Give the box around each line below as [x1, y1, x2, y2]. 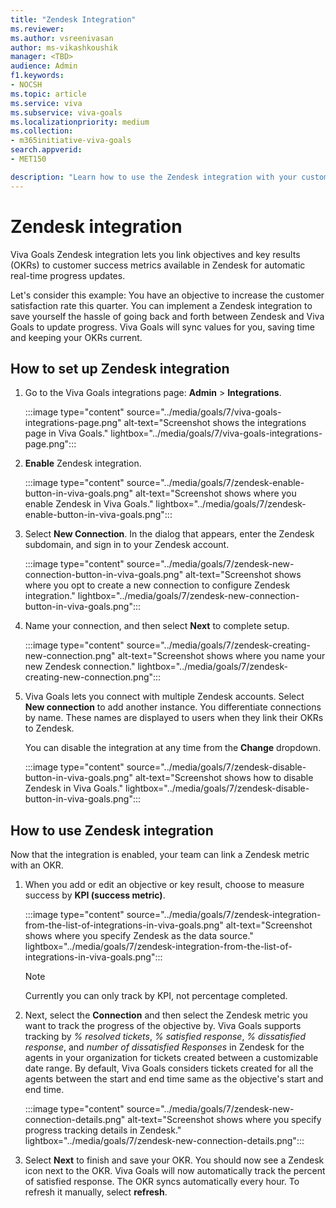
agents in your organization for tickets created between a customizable [24, 1052, 319, 1064]
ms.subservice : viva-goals [10, 107, 123, 118]
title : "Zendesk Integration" [10, 14, 137, 25]
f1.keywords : [10, 71, 65, 81]
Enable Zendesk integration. [24, 457, 142, 470]
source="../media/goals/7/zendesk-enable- [126, 477, 305, 489]
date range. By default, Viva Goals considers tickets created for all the [24, 1062, 314, 1075]
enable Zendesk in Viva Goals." [24, 498, 154, 510]
